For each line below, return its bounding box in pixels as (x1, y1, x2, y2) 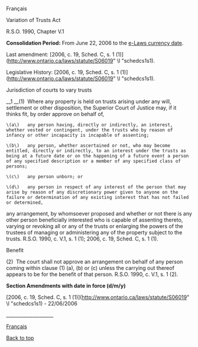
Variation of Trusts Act (6, 17, 61, 23)
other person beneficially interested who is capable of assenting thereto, (6, 216, 183, 223)
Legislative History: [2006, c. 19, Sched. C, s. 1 (6, 69, 119, 76)
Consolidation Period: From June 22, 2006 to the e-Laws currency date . (6, 40, 184, 46)
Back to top (6, 335, 34, 341)
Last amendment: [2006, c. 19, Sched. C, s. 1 (6, 51, 115, 58)
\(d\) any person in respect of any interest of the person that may (6, 184, 186, 190)
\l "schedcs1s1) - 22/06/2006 (6, 300, 78, 307)
